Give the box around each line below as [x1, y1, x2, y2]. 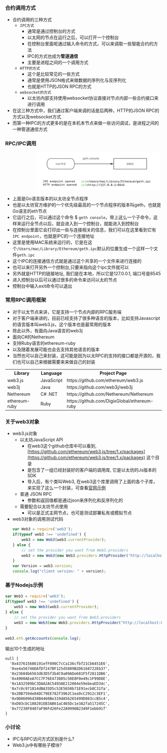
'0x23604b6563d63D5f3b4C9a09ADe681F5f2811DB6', [9, 671, 110, 677]
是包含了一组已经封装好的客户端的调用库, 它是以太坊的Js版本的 [27, 467, 157, 473]
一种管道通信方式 [12, 126, 48, 132]
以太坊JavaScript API [19, 437, 64, 443]
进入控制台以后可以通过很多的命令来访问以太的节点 [12, 276, 117, 283]
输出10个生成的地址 [5, 646, 45, 652]
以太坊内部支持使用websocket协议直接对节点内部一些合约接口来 [27, 95, 159, 101]
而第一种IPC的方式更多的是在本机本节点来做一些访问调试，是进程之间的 [12, 120, 159, 126]
